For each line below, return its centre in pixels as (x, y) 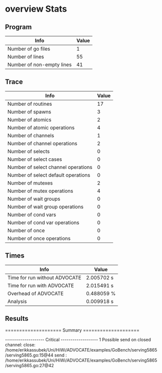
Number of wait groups (34, 199)
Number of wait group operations (45, 206)
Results (17, 319)
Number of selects (29, 151)
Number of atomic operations (41, 128)
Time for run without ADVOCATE (45, 278)
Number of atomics (29, 119)
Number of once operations (39, 238)
